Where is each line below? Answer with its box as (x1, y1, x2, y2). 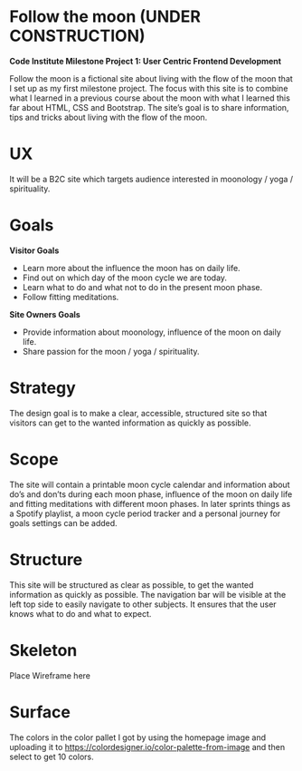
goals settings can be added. (9, 517, 118, 528)
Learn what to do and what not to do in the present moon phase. (22, 281, 263, 292)
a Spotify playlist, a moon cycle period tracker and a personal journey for (9, 508, 281, 519)
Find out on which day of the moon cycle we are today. (22, 272, 228, 283)
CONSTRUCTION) (9, 25, 146, 46)
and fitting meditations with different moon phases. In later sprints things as (9, 498, 291, 509)
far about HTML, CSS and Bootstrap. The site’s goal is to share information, (9, 102, 289, 112)
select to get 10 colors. (9, 751, 94, 762)
